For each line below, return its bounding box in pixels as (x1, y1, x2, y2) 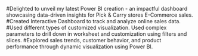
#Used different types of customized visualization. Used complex (6, 24, 167, 31)
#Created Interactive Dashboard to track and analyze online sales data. (6, 18, 181, 24)
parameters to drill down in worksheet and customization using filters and (6, 30, 187, 38)
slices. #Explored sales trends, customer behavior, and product (6, 37, 162, 43)
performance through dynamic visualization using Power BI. (6, 43, 153, 50)
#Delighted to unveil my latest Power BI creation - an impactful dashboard (6, 5, 188, 12)
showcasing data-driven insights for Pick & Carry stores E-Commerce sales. (6, 11, 193, 18)
